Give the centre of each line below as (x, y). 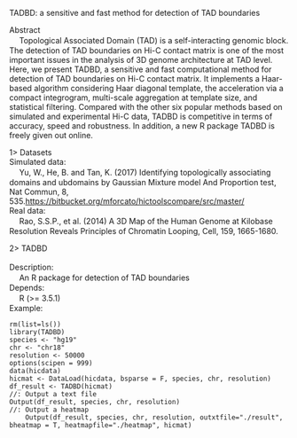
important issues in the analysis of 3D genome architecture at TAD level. (141, 60)
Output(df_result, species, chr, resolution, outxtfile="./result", (154, 418)
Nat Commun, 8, (39, 192)
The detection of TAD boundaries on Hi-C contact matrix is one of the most (146, 51)
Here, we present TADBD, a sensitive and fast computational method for (141, 69)
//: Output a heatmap (49, 410)
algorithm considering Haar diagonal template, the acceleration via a (159, 88)
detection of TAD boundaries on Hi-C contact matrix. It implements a (134, 78)
